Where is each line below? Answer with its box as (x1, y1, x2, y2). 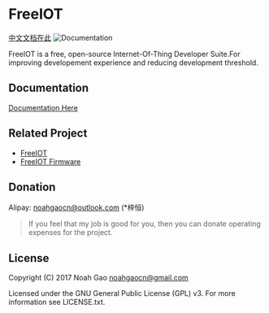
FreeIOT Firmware (20, 156, 81, 167)
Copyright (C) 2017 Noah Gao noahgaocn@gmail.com (8, 273, 189, 283)
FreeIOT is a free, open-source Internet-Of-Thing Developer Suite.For (8, 49, 241, 59)
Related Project (8, 127, 88, 141)
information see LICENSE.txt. (8, 298, 106, 307)
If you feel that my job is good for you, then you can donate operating (28, 219, 262, 228)
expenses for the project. (28, 228, 113, 237)
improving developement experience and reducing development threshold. (8, 58, 258, 67)
